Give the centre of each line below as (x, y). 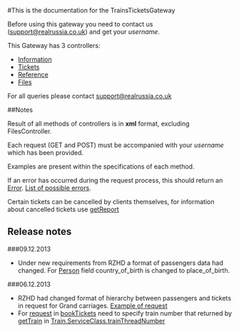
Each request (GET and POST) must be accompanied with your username (116, 145)
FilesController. (30, 131)
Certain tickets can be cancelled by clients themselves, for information (111, 202)
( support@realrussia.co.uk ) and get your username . (84, 32)
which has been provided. (46, 152)
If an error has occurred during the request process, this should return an (115, 180)
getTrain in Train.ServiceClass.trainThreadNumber (91, 321)
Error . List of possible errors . (49, 188)
